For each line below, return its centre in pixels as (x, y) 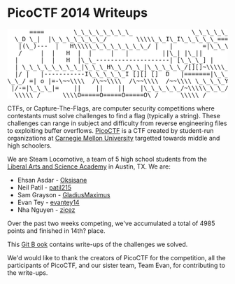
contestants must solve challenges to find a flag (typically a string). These (114, 115)
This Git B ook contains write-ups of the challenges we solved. (98, 244)
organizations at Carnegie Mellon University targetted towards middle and (114, 138)
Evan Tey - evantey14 (48, 202)
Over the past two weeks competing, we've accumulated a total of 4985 (111, 223)
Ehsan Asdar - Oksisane (52, 180)
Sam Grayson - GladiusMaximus (64, 194)
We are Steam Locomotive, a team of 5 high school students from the (107, 159)
